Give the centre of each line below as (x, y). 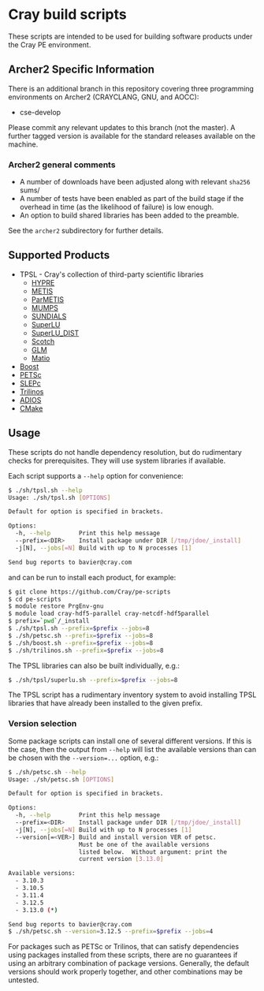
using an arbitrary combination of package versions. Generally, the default (129, 963)
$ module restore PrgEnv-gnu (56, 606)
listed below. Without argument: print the (152, 852)
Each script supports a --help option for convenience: (96, 475)
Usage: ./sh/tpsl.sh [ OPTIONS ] (59, 497)
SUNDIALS (49, 316)
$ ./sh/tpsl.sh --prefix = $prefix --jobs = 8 (79, 628)
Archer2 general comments (62, 165)
